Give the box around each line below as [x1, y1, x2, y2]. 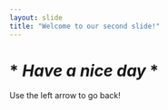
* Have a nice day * [9, 60, 159, 81]
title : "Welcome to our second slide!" [9, 22, 161, 31]
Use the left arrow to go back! [9, 90, 121, 101]
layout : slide [9, 13, 64, 23]
